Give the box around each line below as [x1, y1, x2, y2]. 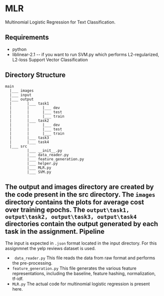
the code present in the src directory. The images [5, 190, 156, 199]
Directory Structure [5, 71, 66, 79]
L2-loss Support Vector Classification [12, 57, 88, 63]
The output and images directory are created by [5, 182, 154, 191]
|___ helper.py [26, 161, 58, 166]
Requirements [5, 33, 49, 42]
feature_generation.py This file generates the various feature [12, 265, 137, 272]
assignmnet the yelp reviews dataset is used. [5, 246, 96, 251]
